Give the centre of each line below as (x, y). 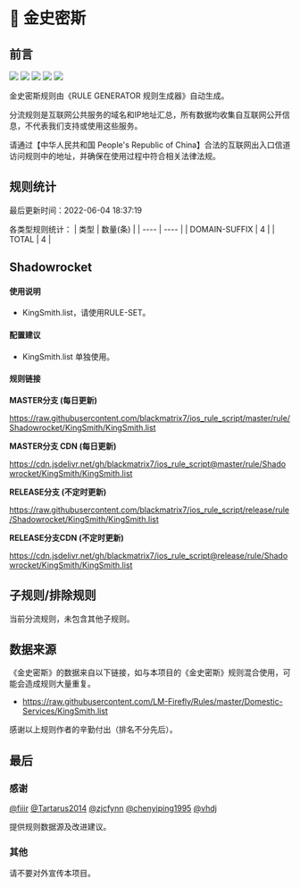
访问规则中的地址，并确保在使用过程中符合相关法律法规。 (115, 156)
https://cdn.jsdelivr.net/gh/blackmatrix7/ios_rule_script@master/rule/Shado (148, 464)
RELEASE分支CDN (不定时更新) (67, 537)
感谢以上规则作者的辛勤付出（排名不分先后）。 (93, 730)
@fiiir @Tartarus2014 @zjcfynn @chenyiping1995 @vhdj (113, 808)
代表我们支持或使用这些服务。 (87, 126)
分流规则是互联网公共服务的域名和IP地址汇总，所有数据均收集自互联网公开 (146, 114)
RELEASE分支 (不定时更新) (58, 492)
